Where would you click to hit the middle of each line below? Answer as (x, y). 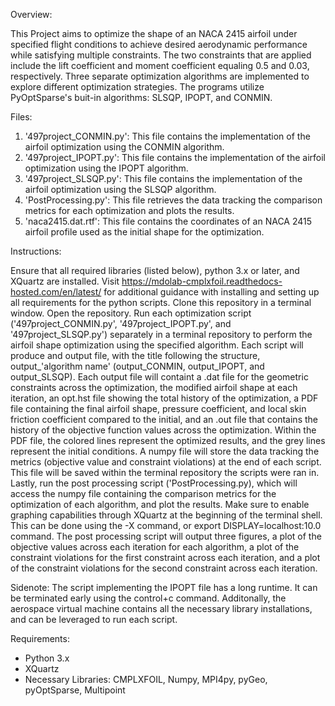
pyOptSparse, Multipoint (75, 690)
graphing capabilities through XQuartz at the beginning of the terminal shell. (166, 515)
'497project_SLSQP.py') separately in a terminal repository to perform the (161, 334)
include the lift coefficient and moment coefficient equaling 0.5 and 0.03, (160, 65)
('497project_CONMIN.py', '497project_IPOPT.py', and (121, 323)
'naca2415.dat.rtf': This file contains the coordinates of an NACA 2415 (168, 221)
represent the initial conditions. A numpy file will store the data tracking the (165, 451)
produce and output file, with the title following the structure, (135, 355)
